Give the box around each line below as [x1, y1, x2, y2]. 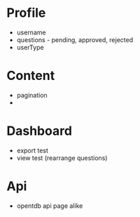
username [16, 28, 46, 37]
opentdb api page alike [16, 202, 83, 210]
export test [16, 146, 48, 154]
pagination [16, 91, 48, 99]
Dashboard [6, 123, 73, 139]
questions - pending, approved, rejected [16, 35, 134, 44]
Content [6, 68, 55, 84]
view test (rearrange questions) [16, 153, 108, 162]
